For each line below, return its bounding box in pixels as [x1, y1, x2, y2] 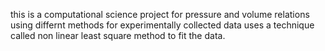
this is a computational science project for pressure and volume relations [10, 9, 310, 20]
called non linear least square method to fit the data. [10, 30, 226, 41]
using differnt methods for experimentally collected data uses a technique [10, 19, 315, 31]
